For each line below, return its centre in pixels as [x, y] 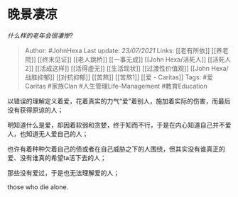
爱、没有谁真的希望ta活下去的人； [57, 157]
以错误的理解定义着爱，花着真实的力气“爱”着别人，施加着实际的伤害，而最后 [119, 101]
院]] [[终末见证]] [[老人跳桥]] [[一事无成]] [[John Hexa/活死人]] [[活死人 [128, 59]
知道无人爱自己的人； [57, 134]
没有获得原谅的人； [36, 110]
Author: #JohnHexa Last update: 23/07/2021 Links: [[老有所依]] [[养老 [126, 50]
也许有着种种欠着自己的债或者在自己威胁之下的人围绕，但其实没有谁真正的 [116, 149]
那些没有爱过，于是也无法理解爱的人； [63, 173]
